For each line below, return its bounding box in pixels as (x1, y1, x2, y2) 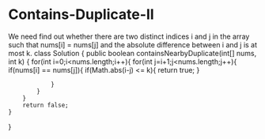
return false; (22, 101, 69, 109)
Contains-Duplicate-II (8, 6, 154, 24)
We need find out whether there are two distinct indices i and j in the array (8, 32, 250, 41)
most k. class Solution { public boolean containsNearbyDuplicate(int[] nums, (8, 48, 257, 58)
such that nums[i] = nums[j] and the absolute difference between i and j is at (8, 39, 258, 49)
